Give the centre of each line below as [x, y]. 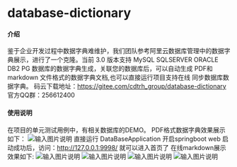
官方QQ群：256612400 [41, 95]
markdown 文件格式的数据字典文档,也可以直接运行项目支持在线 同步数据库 [115, 77]
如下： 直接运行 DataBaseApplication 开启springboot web [114, 139]
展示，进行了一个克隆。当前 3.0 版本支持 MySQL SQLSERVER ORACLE [116, 60]
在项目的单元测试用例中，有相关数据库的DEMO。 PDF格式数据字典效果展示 [117, 129]
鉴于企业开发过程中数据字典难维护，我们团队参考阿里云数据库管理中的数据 [116, 51]
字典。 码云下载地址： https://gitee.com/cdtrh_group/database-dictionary [120, 86]
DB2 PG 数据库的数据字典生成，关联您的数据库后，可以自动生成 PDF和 [110, 69]
